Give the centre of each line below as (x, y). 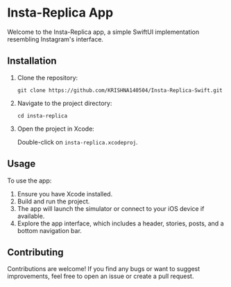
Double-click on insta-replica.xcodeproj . (77, 142)
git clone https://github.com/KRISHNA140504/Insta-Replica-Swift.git (120, 90)
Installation (32, 61)
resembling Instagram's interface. (55, 39)
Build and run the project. (53, 201)
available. (31, 216)
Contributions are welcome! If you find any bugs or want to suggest (104, 269)
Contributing (35, 252)
